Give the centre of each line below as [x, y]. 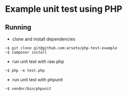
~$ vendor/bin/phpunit [28, 89]
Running [18, 27]
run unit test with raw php [38, 62]
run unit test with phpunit [38, 80]
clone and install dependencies [44, 39]
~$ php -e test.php [25, 70]
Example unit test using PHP [64, 9]
